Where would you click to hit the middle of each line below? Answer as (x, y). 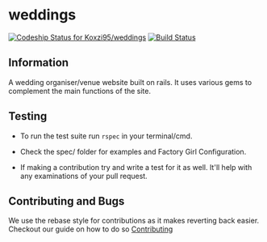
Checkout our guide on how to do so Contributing (91, 229)
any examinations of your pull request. (83, 176)
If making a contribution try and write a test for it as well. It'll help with (136, 167)
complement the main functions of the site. (80, 91)
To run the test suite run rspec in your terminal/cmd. (106, 136)
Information (39, 63)
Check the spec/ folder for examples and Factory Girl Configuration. (133, 151)
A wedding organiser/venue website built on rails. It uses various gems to (130, 82)
